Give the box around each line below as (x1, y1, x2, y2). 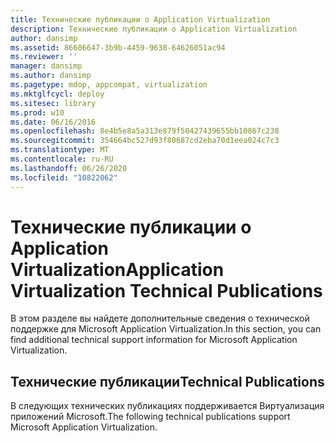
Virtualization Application (10, 258, 225, 281)
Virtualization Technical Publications (10, 279, 323, 302)
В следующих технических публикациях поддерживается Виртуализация (10, 400, 325, 412)
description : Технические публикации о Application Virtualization (10, 24, 298, 34)
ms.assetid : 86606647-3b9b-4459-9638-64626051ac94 (10, 42, 226, 53)
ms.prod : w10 (10, 107, 65, 118)
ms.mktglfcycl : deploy (10, 89, 105, 99)
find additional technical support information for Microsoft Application (10, 334, 298, 346)
